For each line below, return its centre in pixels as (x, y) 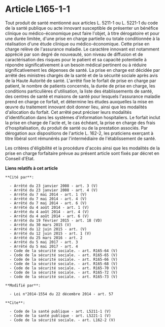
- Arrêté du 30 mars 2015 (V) (40, 225)
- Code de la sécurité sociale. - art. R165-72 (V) (64, 272)
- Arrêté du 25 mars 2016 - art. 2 (46, 238)
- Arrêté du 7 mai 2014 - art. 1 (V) (48, 194)
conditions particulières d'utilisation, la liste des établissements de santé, (79, 91)
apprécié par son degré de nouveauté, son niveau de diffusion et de (74, 54)
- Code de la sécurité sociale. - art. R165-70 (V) (64, 268)
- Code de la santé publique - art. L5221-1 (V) (60, 316)
